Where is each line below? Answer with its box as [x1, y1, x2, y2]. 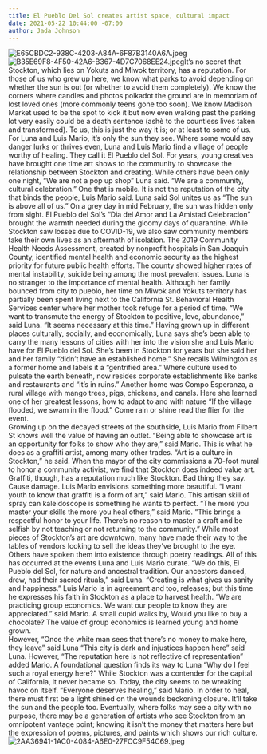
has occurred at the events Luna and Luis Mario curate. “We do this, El [8, 558, 240, 568]
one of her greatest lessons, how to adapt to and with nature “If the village [8, 397, 253, 406]
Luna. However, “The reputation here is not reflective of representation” [8, 652, 244, 661]
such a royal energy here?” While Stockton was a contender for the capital [8, 668, 253, 678]
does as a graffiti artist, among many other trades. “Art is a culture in [8, 448, 233, 457]
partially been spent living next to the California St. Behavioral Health [8, 295, 234, 305]
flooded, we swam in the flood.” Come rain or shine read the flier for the [8, 405, 245, 415]
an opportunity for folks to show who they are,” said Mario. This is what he [8, 439, 253, 449]
